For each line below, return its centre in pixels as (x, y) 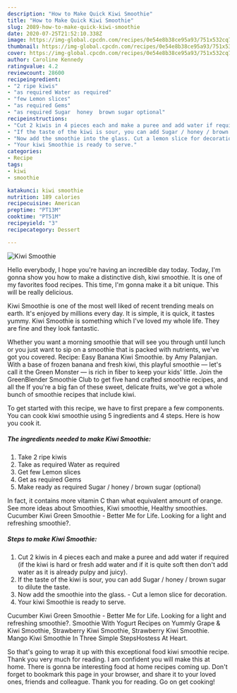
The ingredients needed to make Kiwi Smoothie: (79, 439)
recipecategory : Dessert (44, 230)
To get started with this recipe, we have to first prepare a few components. (116, 408)
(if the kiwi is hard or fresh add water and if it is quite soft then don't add (123, 564)
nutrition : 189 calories (44, 197)
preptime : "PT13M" (34, 210)
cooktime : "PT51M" (34, 217)
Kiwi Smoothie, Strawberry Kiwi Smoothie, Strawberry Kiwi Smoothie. (109, 630)
